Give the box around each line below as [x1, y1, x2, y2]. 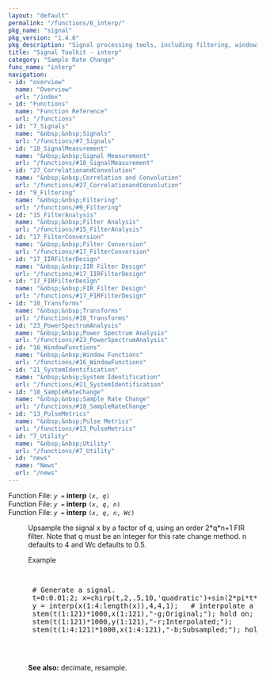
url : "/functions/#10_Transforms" [15, 314, 129, 322]
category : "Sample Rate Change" [8, 56, 115, 64]
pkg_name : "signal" [8, 26, 73, 34]
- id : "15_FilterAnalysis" [8, 211, 97, 219]
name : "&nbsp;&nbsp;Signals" [15, 129, 112, 137]
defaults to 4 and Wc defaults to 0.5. [28, 540, 146, 549]
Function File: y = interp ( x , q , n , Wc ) [8, 507, 135, 517]
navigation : [8, 71, 47, 79]
